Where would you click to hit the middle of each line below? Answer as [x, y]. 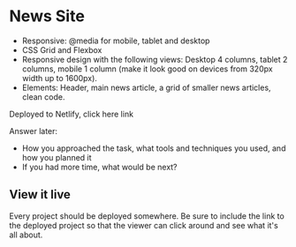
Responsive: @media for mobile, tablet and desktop [116, 41]
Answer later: [34, 131]
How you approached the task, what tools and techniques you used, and [154, 148]
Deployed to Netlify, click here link [72, 114]
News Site [47, 16]
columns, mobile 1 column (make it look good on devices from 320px [147, 69]
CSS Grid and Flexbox [62, 49]
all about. [26, 235]
